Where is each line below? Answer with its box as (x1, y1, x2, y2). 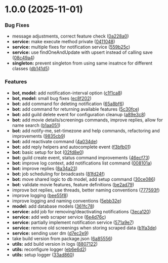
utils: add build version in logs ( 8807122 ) (12, 241, 98, 247)
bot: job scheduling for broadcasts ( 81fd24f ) (12, 171, 105, 177)
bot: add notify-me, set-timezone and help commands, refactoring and (12, 127, 160, 134)
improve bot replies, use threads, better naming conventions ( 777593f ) (12, 187, 160, 193)
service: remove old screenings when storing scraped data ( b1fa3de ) (12, 224, 157, 231)
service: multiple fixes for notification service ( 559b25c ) (12, 44, 131, 50)
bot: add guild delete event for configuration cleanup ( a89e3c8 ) (12, 111, 146, 117)
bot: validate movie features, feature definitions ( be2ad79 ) (12, 181, 135, 187)
